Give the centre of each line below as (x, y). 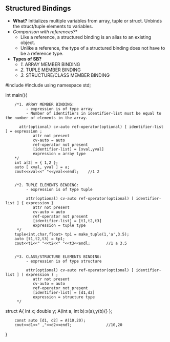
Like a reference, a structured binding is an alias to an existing (86, 37)
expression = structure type (64, 297)
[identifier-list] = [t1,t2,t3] (67, 221)
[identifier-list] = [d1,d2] (64, 292)
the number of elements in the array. (47, 118)
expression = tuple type (59, 225)
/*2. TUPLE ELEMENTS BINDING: (47, 185)
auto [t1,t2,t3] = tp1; (40, 239)
